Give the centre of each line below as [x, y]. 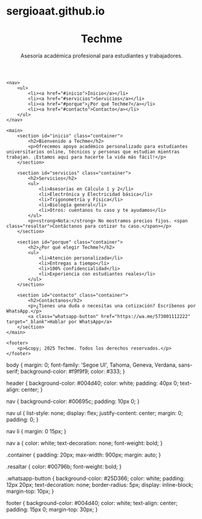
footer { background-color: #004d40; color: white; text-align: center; [92, 503]
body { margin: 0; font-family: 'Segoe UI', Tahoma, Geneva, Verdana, [92, 365]
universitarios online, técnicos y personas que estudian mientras [93, 152]
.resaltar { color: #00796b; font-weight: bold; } [64, 467]
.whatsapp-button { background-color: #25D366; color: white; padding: [96, 478]
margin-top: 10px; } [30, 491]
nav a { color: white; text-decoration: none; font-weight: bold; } [85, 443]
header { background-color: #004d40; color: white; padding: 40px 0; [93, 383]
